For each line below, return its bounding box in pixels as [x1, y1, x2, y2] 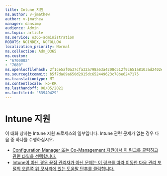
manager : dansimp [5, 21, 41, 26]
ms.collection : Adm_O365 [5, 49, 57, 54]
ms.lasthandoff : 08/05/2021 [5, 85, 64, 91]
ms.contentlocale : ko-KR [5, 81, 57, 86]
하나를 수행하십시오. [15, 137, 55, 143]
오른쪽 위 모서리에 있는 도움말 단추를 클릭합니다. [21, 166, 115, 172]
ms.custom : [5, 53, 28, 59]
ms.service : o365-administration [5, 35, 75, 40]
